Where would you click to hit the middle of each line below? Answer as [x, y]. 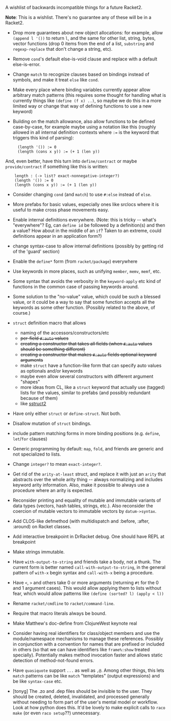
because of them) [39, 398]
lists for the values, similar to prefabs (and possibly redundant [85, 393]
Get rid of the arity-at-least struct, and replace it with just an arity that [89, 474]
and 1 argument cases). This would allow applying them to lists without [87, 588]
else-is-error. [27, 64]
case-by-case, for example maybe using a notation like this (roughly [84, 127]
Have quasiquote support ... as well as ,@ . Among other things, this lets [88, 670]
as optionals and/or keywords [52, 371]
